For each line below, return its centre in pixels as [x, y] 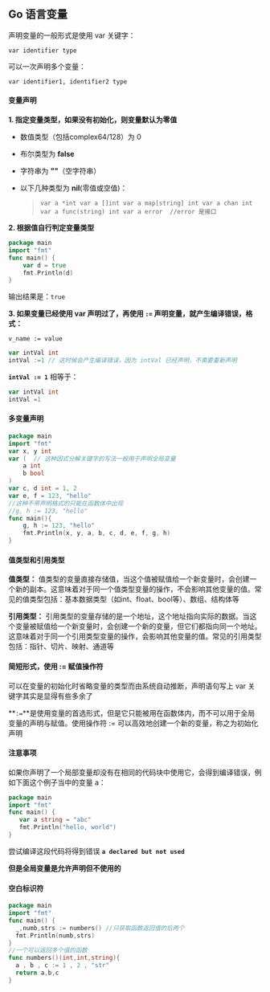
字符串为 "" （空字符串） [60, 171]
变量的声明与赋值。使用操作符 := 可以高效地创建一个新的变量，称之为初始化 [133, 723]
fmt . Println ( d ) [48, 273]
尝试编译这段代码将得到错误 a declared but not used [96, 851]
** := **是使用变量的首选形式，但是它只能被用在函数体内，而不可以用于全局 [132, 712]
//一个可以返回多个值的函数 [48, 950]
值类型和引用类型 [37, 560]
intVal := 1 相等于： [43, 377]
